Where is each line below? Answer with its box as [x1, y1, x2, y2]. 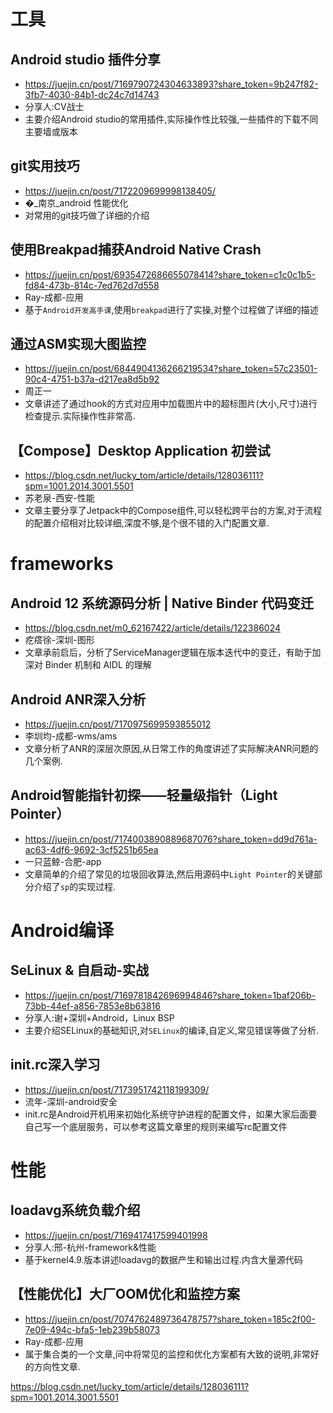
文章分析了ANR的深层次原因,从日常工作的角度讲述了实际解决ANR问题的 [24, 743, 319, 755]
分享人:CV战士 [24, 101, 85, 112]
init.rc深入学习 [10, 1056, 101, 1074]
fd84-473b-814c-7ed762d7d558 [24, 279, 160, 291]
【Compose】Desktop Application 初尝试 [10, 442, 271, 459]
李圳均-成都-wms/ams [24, 730, 118, 742]
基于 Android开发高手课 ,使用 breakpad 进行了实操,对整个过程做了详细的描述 [24, 303, 319, 315]
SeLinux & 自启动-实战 [10, 962, 150, 979]
